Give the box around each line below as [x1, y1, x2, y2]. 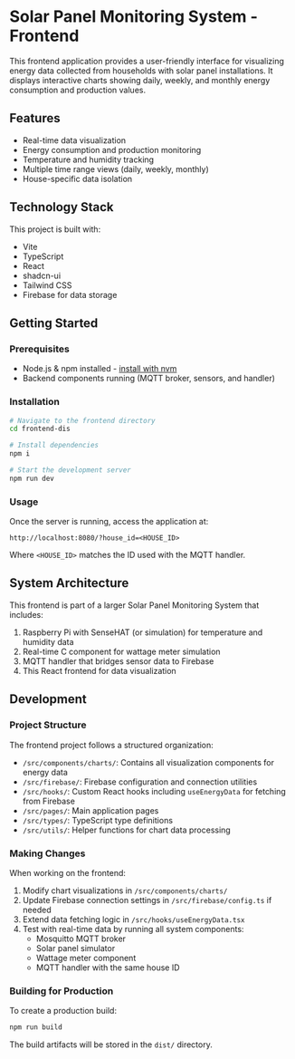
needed [22, 904, 52, 915]
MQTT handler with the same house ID [35, 962, 180, 973]
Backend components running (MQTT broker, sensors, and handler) [22, 373, 276, 384]
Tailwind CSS [22, 279, 72, 291]
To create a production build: [9, 1006, 118, 1016]
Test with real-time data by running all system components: [22, 923, 244, 934]
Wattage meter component [35, 952, 137, 963]
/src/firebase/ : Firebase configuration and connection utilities [22, 776, 258, 787]
